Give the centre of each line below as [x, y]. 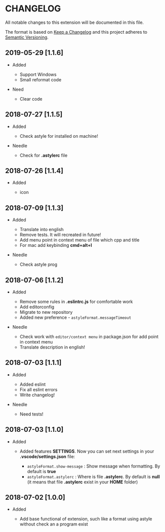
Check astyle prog [39, 265]
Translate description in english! [52, 347]
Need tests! [31, 414]
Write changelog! [37, 395]
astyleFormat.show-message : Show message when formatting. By [94, 466]
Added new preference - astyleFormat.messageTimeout [75, 317]
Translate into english [42, 230]
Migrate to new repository [46, 312]
